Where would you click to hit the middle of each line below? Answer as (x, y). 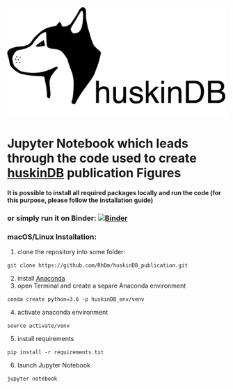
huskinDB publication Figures (94, 173)
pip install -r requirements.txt (56, 353)
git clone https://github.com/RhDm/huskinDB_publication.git (98, 266)
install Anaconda (41, 279)
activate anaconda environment (63, 313)
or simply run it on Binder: (52, 218)
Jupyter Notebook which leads (98, 143)
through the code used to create (102, 158)
